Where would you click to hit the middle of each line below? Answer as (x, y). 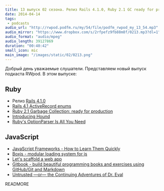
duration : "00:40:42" (27, 46)
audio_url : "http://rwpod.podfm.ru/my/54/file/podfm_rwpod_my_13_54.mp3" (82, 28)
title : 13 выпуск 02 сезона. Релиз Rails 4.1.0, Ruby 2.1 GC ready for (79, 10)
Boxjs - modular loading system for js (50, 154)
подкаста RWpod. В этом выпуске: (41, 74)
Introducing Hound (31, 116)
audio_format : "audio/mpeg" (34, 37)
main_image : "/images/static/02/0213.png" (49, 55)
